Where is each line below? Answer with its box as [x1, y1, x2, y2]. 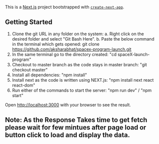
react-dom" [12, 82, 35, 88]
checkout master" [12, 67, 48, 72]
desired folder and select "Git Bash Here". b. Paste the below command [12, 36, 155, 42]
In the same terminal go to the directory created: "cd [12, 51, 117, 57]
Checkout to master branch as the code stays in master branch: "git [12, 61, 147, 67]
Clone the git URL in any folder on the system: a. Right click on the [12, 31, 144, 37]
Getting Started [5, 18, 53, 26]
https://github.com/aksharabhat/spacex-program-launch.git [12, 46, 131, 52]
